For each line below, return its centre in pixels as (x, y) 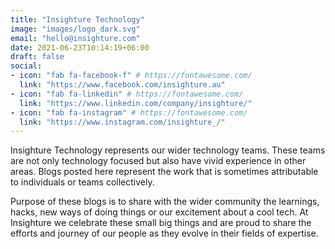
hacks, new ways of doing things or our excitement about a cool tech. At (159, 212)
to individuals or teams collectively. (82, 182)
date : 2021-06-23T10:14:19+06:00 (80, 47)
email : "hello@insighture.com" (75, 38)
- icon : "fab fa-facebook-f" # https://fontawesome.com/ (131, 76)
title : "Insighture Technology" (77, 19)
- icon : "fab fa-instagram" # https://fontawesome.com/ (129, 112)
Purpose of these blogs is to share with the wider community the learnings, (165, 202)
